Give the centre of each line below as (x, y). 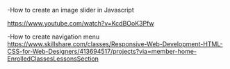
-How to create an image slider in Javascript (71, 10)
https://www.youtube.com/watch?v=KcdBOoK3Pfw (81, 23)
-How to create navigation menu (54, 37)
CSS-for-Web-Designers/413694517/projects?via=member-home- (102, 51)
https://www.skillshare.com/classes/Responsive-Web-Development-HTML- (115, 44)
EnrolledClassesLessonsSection (53, 59)
